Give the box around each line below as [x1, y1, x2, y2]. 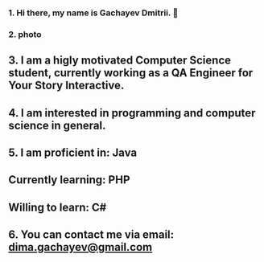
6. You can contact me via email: [8, 228, 175, 242]
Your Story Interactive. [8, 79, 125, 92]
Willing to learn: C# [8, 200, 107, 214]
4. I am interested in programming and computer [8, 106, 256, 120]
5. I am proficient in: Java [8, 146, 138, 160]
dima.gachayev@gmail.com [8, 240, 153, 254]
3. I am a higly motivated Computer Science [8, 54, 232, 68]
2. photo [8, 28, 42, 39]
